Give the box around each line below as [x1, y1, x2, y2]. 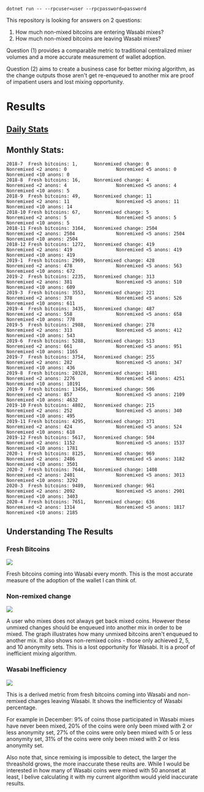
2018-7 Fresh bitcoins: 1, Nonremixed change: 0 [6, 161, 149, 167]
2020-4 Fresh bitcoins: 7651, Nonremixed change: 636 [6, 499, 155, 505]
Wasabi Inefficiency [6, 665, 67, 674]
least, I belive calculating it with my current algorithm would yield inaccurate [6, 773, 198, 780]
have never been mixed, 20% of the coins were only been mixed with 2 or [6, 722, 193, 729]
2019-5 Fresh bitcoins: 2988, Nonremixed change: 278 [6, 322, 155, 328]
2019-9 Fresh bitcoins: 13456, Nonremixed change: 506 [6, 386, 155, 392]
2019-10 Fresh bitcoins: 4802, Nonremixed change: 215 [6, 402, 155, 409]
